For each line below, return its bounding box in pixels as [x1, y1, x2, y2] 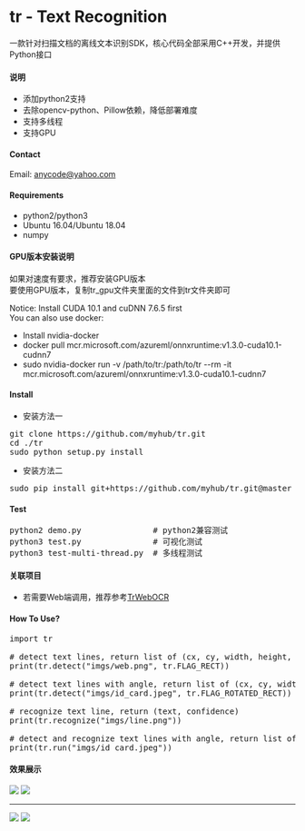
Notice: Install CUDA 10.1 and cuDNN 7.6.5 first [9, 302, 183, 313]
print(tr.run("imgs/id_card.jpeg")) [9, 742, 172, 753]
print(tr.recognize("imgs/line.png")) [9, 715, 182, 726]
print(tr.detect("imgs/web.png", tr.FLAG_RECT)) [9, 660, 230, 671]
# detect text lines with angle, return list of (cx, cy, [9, 678, 273, 689]
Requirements [9, 189, 64, 201]
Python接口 [9, 48, 53, 60]
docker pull [22, 339, 65, 351]
